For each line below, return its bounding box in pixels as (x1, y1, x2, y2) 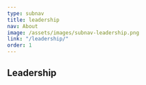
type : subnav (7, 10, 45, 17)
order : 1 (7, 42, 32, 49)
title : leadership (7, 16, 60, 23)
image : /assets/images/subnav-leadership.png (7, 29, 139, 36)
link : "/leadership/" (7, 36, 69, 42)
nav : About (7, 23, 38, 29)
